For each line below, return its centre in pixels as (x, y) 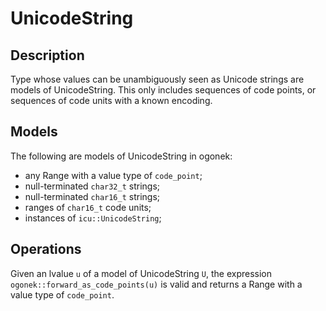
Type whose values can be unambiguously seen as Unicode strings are (157, 79)
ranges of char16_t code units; (88, 207)
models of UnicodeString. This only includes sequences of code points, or (163, 90)
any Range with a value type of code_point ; (113, 175)
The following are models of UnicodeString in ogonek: (121, 156)
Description (47, 55)
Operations (46, 249)
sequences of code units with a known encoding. (111, 100)
